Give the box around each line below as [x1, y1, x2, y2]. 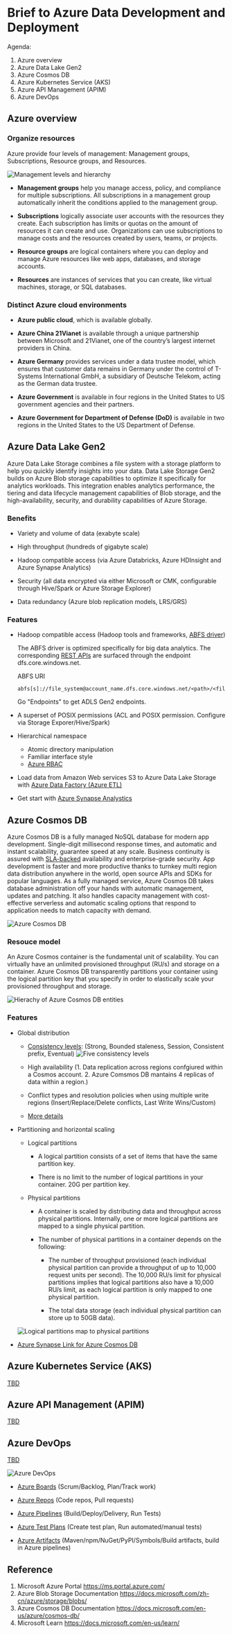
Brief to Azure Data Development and [7, 5, 226, 21]
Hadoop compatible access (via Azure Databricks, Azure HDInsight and [17, 556, 222, 565]
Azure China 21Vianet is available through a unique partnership [17, 329, 199, 337]
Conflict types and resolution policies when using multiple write [27, 1091, 209, 1099]
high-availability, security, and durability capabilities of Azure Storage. [7, 496, 208, 504]
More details [27, 1112, 64, 1120]
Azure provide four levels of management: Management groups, [7, 149, 190, 157]
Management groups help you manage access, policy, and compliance [17, 184, 222, 192]
